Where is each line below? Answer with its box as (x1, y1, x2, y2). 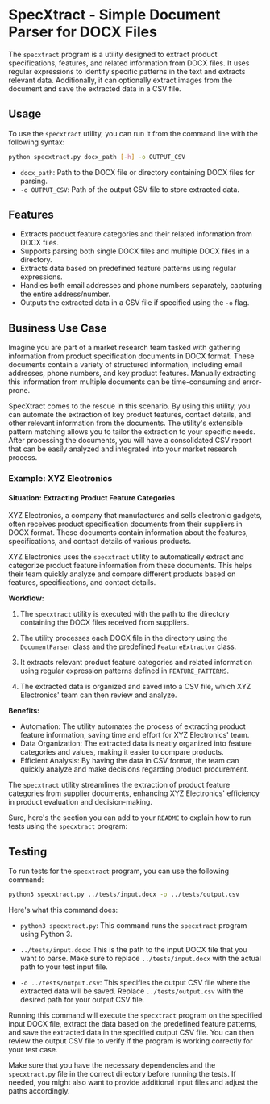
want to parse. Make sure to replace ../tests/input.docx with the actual (19, 954, 262, 964)
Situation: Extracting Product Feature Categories (8, 492, 176, 502)
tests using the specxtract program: (8, 822, 128, 831)
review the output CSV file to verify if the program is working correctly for (8, 1036, 253, 1046)
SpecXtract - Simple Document (8, 6, 221, 24)
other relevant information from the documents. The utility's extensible (8, 418, 243, 429)
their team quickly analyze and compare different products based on (8, 569, 236, 579)
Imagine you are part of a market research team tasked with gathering (8, 343, 241, 353)
